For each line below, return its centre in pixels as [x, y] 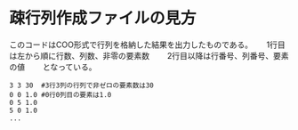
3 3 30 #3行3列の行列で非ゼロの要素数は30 [81, 85]
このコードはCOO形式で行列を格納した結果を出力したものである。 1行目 [148, 45]
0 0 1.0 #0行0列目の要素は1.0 [60, 94]
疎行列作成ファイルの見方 [103, 18]
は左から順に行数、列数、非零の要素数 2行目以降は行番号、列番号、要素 [149, 55]
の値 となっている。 [51, 67]
